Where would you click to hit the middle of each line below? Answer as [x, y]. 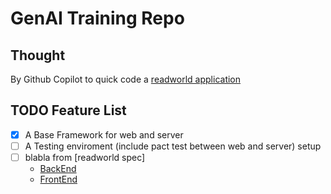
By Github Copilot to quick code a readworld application [126, 79]
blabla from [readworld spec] [85, 157]
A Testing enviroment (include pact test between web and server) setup [173, 146]
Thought [38, 55]
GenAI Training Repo [97, 18]
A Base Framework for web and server [104, 134]
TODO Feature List [68, 110]
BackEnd [58, 168]
